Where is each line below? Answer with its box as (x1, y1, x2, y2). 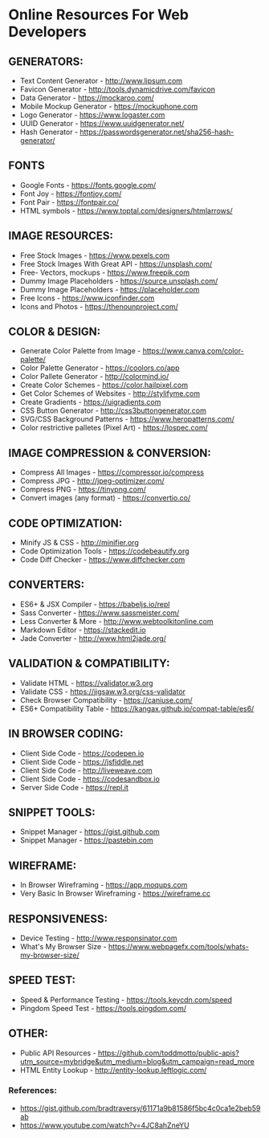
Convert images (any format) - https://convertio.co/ (19, 493, 191, 503)
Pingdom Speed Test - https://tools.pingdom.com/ (19, 1003, 187, 1013)
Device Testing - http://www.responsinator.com (19, 933, 177, 943)
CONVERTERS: (8, 578, 85, 592)
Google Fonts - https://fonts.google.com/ (19, 180, 157, 190)
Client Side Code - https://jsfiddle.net (19, 757, 145, 766)
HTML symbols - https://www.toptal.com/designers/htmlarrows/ (19, 206, 233, 215)
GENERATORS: (8, 55, 84, 68)
